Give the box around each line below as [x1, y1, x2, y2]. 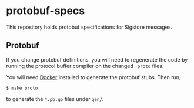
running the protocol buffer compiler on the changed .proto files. [6, 62, 164, 69]
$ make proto [6, 85, 38, 91]
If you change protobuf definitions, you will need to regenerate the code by [6, 56, 188, 63]
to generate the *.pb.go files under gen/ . [6, 95, 104, 102]
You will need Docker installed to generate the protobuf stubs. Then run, [6, 73, 181, 80]
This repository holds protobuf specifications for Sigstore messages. [6, 23, 172, 31]
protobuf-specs [6, 4, 85, 18]
